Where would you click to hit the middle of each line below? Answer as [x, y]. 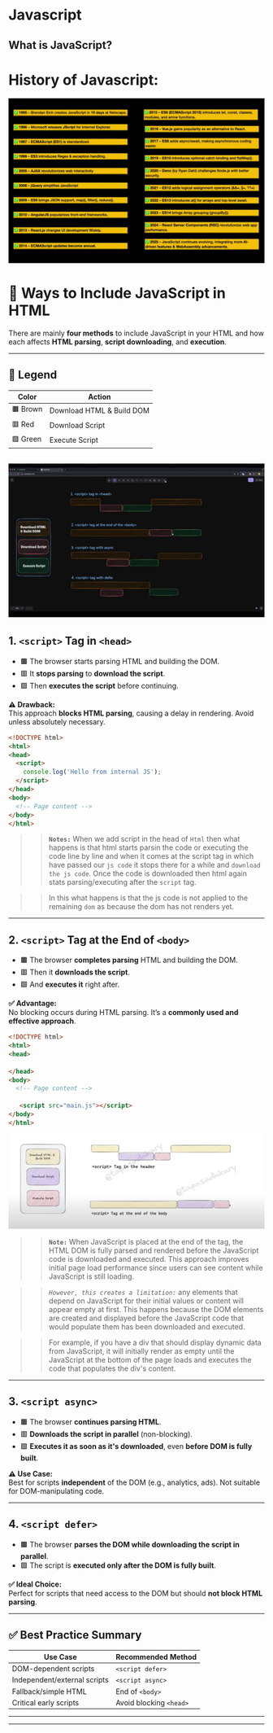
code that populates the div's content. [112, 1368]
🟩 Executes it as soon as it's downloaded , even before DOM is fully [136, 1446]
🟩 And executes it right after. [70, 985]
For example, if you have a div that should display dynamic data [155, 1342]
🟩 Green [27, 439]
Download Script [77, 426]
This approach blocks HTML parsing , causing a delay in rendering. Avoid [131, 713]
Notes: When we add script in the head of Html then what [144, 839]
